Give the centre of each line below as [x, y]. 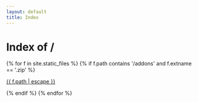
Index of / [30, 47]
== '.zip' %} [21, 70]
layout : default [26, 12]
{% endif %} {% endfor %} [39, 93]
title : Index [22, 17]
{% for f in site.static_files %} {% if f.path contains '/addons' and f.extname [99, 64]
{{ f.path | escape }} [31, 82]
